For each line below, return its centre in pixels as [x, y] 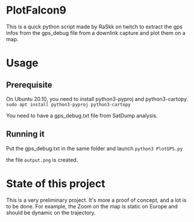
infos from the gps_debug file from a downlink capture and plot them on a [96, 32]
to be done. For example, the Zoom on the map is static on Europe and [92, 206]
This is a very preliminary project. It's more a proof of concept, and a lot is [96, 200]
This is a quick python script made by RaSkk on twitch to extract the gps [94, 27]
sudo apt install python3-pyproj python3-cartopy [69, 105]
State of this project [56, 183]
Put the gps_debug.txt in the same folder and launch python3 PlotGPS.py [95, 148]
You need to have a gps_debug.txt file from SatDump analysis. [82, 115]
